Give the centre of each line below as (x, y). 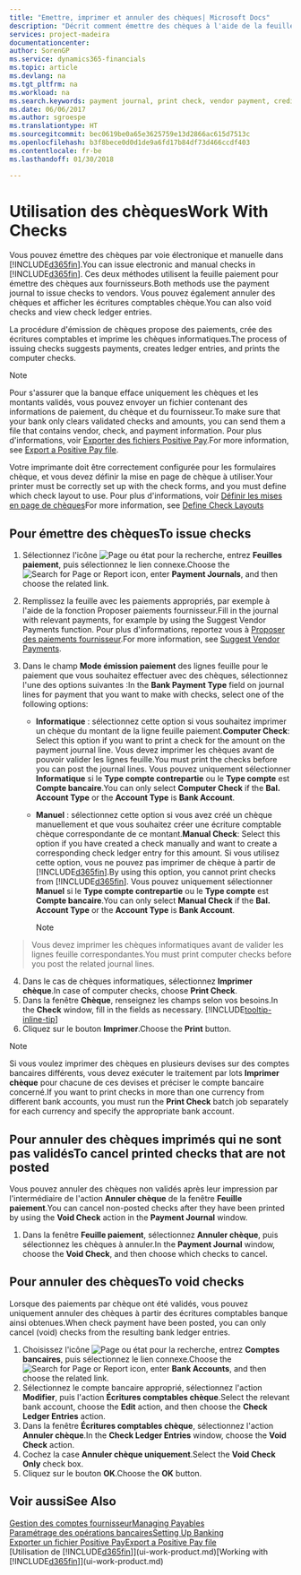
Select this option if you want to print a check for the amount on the (160, 741)
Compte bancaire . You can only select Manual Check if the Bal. (153, 900)
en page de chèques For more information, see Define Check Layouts (137, 505)
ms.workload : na (39, 92)
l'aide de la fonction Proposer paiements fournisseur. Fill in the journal (150, 611)
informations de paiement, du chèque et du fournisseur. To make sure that (145, 412)
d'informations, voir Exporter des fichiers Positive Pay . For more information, (149, 441)
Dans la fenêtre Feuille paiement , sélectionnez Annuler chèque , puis (150, 1235)
